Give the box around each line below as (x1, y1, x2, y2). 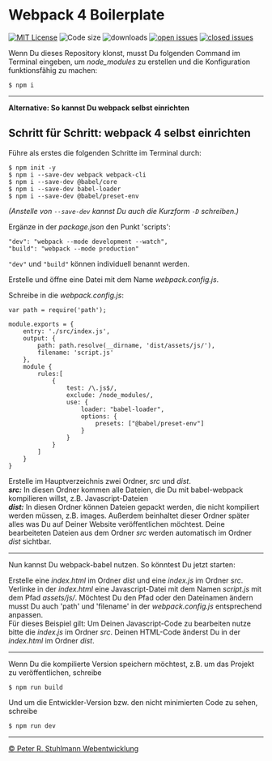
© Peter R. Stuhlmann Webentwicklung (8, 743, 139, 753)
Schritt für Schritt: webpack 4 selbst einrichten (8, 126, 251, 140)
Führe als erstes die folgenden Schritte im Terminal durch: (8, 147, 202, 157)
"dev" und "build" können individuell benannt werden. (8, 259, 190, 268)
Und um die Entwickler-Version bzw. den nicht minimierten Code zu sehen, (8, 697, 258, 707)
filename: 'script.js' (37, 348, 114, 357)
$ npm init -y (8, 164, 57, 172)
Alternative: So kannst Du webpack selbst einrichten (8, 103, 190, 113)
